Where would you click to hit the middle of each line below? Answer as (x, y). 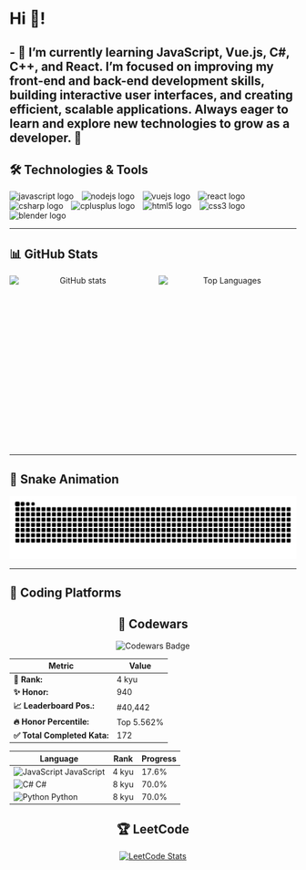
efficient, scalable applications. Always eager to (149, 109)
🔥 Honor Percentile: (51, 722)
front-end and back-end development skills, (137, 81)
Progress (159, 758)
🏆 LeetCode (153, 829)
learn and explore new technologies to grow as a (149, 124)
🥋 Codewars (153, 624)
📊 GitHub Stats (54, 254)
